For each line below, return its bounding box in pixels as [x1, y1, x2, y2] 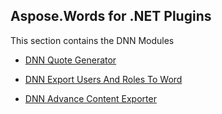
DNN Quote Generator [24, 54, 117, 66]
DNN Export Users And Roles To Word [24, 73, 183, 85]
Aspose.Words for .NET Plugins [10, 8, 212, 25]
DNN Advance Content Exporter [24, 92, 157, 104]
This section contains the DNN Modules [10, 34, 175, 46]
